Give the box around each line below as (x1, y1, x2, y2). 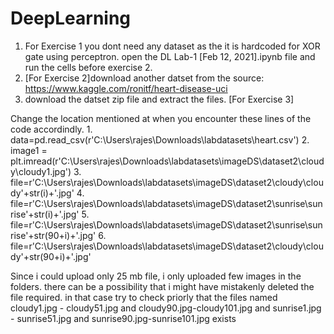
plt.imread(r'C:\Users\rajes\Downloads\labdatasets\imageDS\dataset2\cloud (10, 155, 325, 167)
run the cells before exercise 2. (24, 61, 153, 73)
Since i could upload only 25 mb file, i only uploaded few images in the (10, 270, 302, 282)
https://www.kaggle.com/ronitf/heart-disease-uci (24, 82, 228, 94)
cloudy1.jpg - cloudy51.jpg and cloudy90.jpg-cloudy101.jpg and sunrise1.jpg (10, 302, 322, 314)
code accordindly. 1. (10, 123, 93, 135)
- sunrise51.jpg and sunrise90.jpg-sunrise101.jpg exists (10, 312, 237, 324)
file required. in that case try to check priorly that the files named (10, 291, 278, 303)
